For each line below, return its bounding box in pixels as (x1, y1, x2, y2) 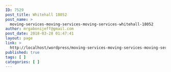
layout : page (5, 36, 33, 41)
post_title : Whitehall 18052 (5, 12, 67, 17)
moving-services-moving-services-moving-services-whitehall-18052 (10, 21, 154, 27)
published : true (5, 50, 40, 55)
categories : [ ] (5, 59, 40, 64)
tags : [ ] (5, 54, 26, 60)
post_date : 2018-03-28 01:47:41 (5, 31, 74, 36)
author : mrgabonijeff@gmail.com (5, 26, 74, 31)
